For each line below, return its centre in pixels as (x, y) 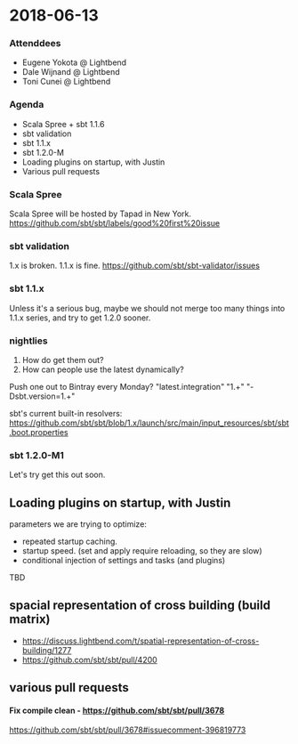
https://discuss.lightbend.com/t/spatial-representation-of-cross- (141, 641)
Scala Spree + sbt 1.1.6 (63, 124)
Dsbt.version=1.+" (42, 396)
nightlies (28, 341)
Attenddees (35, 44)
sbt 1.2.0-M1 (37, 455)
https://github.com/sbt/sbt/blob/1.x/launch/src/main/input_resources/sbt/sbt (149, 423)
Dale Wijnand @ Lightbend (71, 72)
